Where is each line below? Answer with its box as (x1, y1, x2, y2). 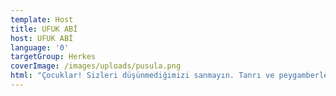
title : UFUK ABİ (10, 24, 78, 34)
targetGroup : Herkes (10, 52, 97, 62)
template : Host (10, 14, 74, 25)
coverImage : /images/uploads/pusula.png (10, 61, 182, 71)
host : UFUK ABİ (10, 33, 74, 43)
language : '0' (10, 42, 70, 53)
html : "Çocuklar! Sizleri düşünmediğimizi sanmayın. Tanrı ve (10, 71, 275, 81)
